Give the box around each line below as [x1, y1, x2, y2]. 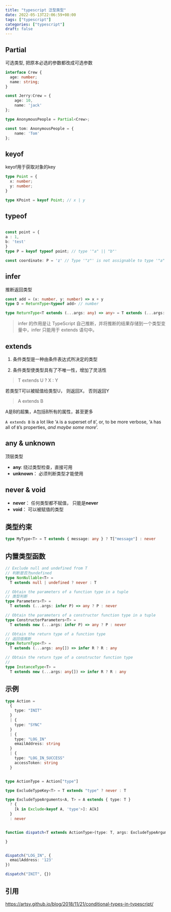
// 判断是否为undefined [5, 571, 52, 576]
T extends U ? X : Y [17, 377, 59, 383]
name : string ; [10, 79, 40, 84]
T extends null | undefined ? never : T [10, 580, 97, 585]
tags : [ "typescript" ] [5, 17, 51, 22]
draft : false [5, 27, 33, 32]
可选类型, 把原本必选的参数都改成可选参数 [5, 59, 93, 65]
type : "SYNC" [14, 722, 42, 727]
